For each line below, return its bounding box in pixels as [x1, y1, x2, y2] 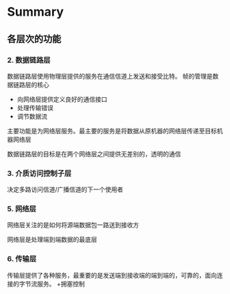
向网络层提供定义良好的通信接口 [16, 95, 107, 103]
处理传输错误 [16, 103, 53, 111]
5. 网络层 [7, 204, 36, 214]
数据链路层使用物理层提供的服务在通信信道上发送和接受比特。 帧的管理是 [7, 72, 213, 80]
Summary [7, 4, 64, 20]
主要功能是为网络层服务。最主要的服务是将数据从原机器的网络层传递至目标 [7, 126, 217, 135]
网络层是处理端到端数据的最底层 [7, 235, 97, 243]
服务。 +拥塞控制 [36, 280, 86, 288]
